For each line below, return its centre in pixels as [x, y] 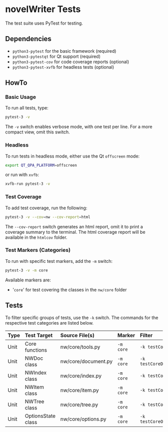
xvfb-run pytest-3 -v [28, 184]
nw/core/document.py [86, 361]
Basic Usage [21, 97]
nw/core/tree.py [79, 404]
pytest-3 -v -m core [27, 270]
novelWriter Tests [43, 9]
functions [36, 350]
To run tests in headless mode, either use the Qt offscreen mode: [72, 156]
